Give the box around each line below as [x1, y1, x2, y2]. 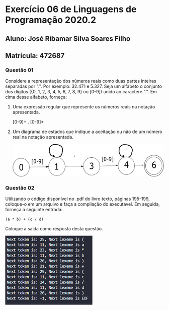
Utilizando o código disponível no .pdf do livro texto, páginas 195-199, [5, 196, 150, 202]
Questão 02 [5, 184, 35, 191]
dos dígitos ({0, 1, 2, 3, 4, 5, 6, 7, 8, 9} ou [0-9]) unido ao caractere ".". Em [5, 89, 157, 95]
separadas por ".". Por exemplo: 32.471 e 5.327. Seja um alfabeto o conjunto [5, 83, 162, 89]
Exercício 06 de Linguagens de [5, 4, 137, 15]
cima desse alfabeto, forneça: [5, 94, 67, 100]
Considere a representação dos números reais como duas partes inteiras [5, 78, 157, 84]
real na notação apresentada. [12, 134, 74, 140]
